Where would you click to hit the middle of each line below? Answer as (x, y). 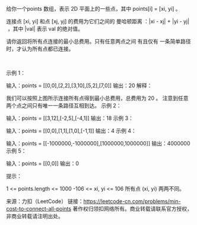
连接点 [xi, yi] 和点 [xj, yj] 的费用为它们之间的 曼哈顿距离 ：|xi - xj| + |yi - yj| (98, 21)
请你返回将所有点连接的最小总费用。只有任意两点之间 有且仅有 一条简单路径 (99, 41)
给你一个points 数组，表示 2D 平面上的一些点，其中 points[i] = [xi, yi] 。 (93, 9)
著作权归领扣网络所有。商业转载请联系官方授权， (133, 209)
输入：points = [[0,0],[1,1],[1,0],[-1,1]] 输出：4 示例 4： (71, 131)
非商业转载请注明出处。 (35, 216)
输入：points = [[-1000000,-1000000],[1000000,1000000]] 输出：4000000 (99, 143)
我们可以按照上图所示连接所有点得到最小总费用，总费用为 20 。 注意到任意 (97, 98)
